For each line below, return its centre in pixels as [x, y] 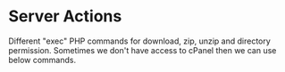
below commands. [42, 60]
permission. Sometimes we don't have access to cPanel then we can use [142, 50]
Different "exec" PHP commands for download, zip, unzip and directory [140, 41]
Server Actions [65, 16]
